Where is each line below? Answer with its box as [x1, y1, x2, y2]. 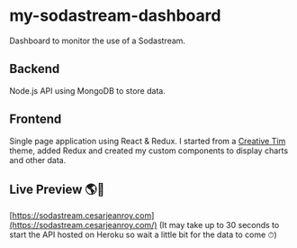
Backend [9, 61, 60, 77]
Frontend [9, 112, 62, 127]
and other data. [9, 154, 67, 165]
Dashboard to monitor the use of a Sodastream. [9, 35, 186, 46]
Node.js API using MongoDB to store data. [9, 85, 166, 96]
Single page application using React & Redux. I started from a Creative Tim [9, 135, 286, 146]
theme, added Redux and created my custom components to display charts [9, 145, 289, 156]
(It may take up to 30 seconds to [158, 220, 280, 231]
